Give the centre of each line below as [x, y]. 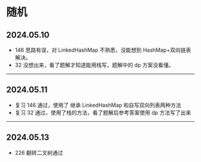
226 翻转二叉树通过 [39, 152]
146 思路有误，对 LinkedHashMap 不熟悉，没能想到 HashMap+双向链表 [103, 50]
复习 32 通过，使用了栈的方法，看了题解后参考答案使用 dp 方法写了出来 [103, 112]
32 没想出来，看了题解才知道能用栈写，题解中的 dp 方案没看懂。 [94, 65]
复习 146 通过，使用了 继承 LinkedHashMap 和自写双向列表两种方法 [98, 105]
